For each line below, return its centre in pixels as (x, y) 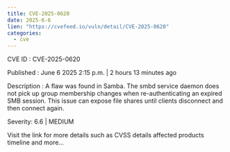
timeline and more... (36, 142)
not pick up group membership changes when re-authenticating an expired (115, 94)
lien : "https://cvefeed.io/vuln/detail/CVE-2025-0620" (88, 26)
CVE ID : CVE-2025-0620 (44, 59)
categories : (24, 33)
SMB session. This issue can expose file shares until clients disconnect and (115, 101)
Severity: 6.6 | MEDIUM (41, 121)
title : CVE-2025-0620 (39, 14)
